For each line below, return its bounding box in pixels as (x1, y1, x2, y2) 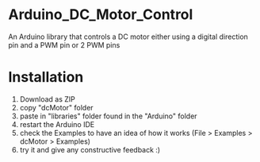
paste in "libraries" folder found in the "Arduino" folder (19, 111, 197, 121)
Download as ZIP (19, 94, 75, 104)
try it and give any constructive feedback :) (19, 145, 161, 154)
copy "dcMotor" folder (19, 102, 94, 112)
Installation (8, 68, 84, 87)
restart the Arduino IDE (19, 119, 95, 129)
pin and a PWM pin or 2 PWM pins (8, 40, 120, 49)
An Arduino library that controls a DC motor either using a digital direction (8, 32, 248, 41)
